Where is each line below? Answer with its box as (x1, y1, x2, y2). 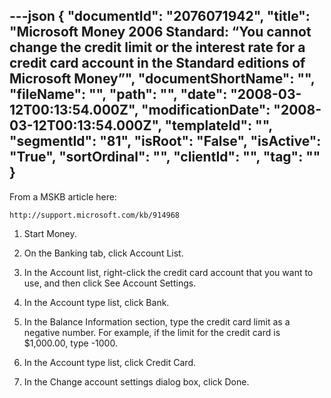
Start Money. (23, 227, 77, 239)
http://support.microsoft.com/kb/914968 (9, 210, 181, 220)
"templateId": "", (164, 117, 273, 134)
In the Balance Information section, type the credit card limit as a (23, 315, 291, 328)
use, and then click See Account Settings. (23, 277, 197, 289)
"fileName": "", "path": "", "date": (9, 86, 228, 103)
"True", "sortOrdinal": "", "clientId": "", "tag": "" (9, 149, 321, 166)
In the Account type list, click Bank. (23, 296, 170, 308)
